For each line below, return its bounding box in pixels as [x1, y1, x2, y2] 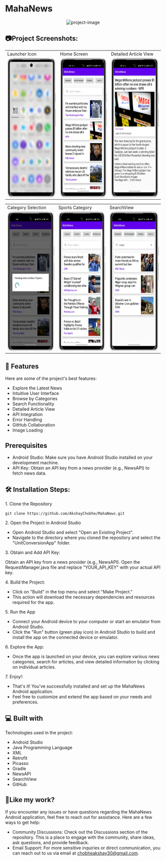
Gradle [12, 766, 26, 771]
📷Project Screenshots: [5, 34, 78, 43]
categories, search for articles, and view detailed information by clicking [12, 659, 160, 665]
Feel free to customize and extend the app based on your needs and [12, 694, 152, 700]
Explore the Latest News [12, 385, 62, 391]
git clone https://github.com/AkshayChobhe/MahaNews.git [5, 511, 125, 516]
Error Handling [12, 417, 42, 423]
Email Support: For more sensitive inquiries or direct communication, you [12, 845, 161, 851]
